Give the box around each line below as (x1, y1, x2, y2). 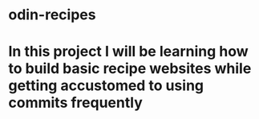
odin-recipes (8, 6, 96, 24)
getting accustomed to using (8, 76, 204, 95)
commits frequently (8, 94, 143, 112)
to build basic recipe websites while (8, 59, 252, 78)
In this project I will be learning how (8, 43, 249, 61)
